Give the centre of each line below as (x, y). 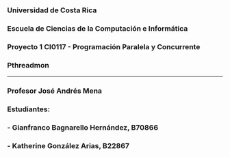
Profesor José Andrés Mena (55, 91)
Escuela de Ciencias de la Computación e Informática (98, 28)
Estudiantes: (28, 109)
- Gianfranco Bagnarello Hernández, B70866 (83, 127)
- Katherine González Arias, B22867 (68, 145)
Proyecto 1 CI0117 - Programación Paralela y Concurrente (104, 46)
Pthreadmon (28, 65)
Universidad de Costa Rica (52, 10)
